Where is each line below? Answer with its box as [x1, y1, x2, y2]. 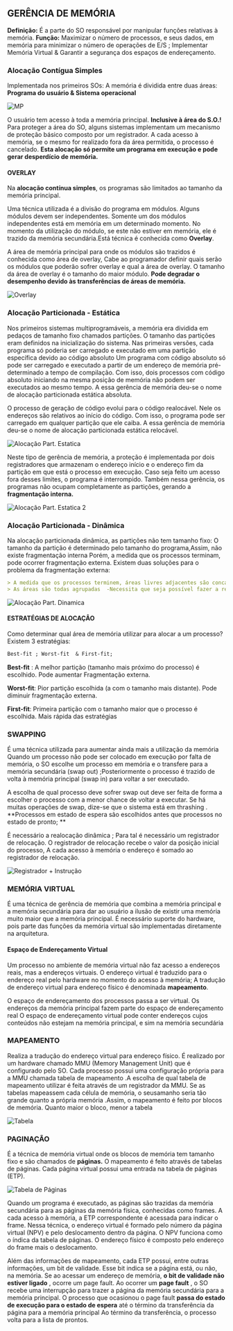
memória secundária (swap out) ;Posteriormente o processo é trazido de [7, 768, 216, 776]
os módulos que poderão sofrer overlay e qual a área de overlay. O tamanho [7, 263, 225, 271]
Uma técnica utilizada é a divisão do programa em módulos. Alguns [7, 205, 200, 213]
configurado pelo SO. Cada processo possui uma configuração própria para [7, 1066, 224, 1075]
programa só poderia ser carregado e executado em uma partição [7, 346, 196, 354]
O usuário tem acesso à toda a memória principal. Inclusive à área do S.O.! [7, 116, 222, 124]
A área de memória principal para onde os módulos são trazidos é [7, 248, 196, 256]
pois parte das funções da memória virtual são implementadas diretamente [7, 922, 222, 930]
